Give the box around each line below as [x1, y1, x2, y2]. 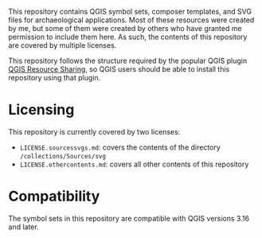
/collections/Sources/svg [19, 152, 106, 160]
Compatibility [8, 187, 100, 205]
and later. [8, 222, 39, 232]
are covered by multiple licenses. [8, 41, 117, 50]
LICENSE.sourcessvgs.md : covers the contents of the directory [19, 142, 221, 152]
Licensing [8, 101, 75, 119]
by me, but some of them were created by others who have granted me [8, 24, 242, 33]
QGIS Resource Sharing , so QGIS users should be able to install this [8, 64, 230, 74]
